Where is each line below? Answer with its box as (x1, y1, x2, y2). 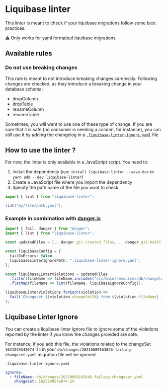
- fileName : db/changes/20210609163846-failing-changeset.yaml (9, 374, 143, 380)
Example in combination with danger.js (5, 215, 101, 222)
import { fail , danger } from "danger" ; (5, 226, 90, 232)
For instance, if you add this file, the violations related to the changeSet (5, 341, 151, 347)
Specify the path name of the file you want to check (12, 185, 119, 191)
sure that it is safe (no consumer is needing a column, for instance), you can (5, 126, 161, 132)
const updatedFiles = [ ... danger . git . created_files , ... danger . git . (5, 240, 150, 245)
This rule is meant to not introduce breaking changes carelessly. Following (5, 76, 158, 81)
